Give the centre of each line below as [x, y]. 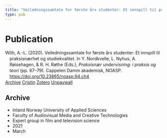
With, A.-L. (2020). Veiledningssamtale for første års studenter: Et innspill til [83, 53]
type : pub [15, 14]
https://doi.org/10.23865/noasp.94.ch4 [49, 76]
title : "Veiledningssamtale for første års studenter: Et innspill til [81, 10]
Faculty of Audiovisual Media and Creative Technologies [70, 115]
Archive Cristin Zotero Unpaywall [39, 82]
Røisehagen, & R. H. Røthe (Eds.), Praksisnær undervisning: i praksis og [83, 65]
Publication [29, 39]
